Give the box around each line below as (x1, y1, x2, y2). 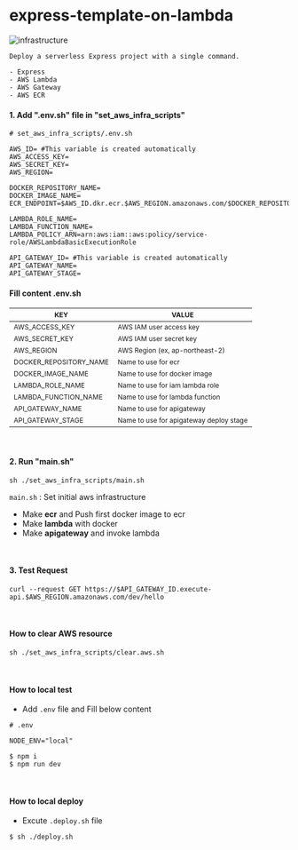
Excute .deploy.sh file (21, 815, 104, 826)
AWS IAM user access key (117, 322, 200, 332)
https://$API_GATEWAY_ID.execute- (84, 584, 213, 593)
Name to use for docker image (117, 369, 213, 378)
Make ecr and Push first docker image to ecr (21, 508, 186, 520)
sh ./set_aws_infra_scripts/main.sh (9, 476, 145, 485)
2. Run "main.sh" (9, 456, 74, 466)
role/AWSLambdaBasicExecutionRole (9, 238, 137, 247)
